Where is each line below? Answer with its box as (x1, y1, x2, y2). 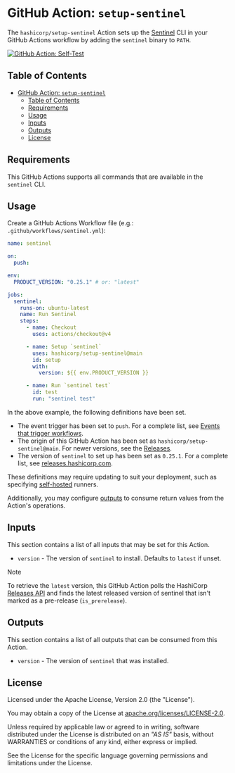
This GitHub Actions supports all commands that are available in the (7, 172, 203, 181)
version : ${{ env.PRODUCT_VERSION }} (38, 370, 149, 377)
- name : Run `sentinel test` (25, 382, 112, 389)
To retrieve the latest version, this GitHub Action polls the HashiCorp (7, 581, 208, 589)
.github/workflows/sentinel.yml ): (7, 227, 106, 235)
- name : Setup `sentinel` (25, 343, 102, 350)
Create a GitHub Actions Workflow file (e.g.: (7, 219, 134, 227)
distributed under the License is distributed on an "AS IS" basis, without (7, 730, 214, 739)
